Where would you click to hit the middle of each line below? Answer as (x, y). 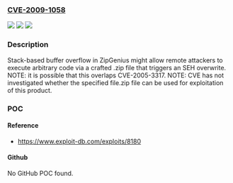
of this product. (30, 90)
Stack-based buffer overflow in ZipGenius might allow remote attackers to (115, 60)
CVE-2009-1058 (36, 10)
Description (28, 45)
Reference (23, 126)
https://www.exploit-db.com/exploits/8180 (79, 141)
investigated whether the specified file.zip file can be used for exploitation (115, 82)
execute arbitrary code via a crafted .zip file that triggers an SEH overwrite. (117, 67)
